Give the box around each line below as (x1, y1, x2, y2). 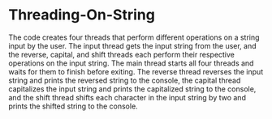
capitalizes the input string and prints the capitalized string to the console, (8, 83, 257, 94)
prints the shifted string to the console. (8, 101, 138, 111)
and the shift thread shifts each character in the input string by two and (8, 92, 246, 102)
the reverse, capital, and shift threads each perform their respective (8, 49, 235, 59)
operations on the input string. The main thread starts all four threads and (8, 58, 254, 68)
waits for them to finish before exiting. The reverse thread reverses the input (8, 66, 264, 76)
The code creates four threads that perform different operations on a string (8, 32, 260, 42)
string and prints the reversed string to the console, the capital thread (8, 75, 241, 85)
